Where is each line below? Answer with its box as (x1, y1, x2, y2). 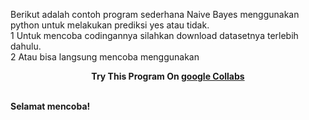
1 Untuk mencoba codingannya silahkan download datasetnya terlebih (10, 30, 299, 41)
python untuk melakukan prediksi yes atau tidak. (10, 19, 210, 31)
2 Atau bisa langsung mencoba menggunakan (10, 51, 200, 63)
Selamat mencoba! (10, 100, 91, 112)
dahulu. (10, 40, 42, 52)
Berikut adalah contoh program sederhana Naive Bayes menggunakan (10, 9, 300, 20)
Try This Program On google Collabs (91, 70, 245, 82)
